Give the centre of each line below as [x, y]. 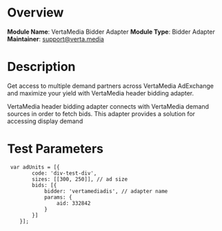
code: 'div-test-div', [64, 173]
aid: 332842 [73, 203]
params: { [58, 197]
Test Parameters [55, 149]
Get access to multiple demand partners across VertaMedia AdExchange [110, 86]
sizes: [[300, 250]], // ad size [80, 179]
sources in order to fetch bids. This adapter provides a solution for [101, 113]
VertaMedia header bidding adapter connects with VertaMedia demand [108, 106]
